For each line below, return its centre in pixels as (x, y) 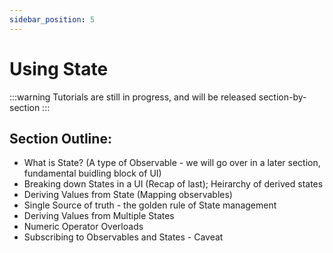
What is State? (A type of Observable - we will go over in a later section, (172, 163)
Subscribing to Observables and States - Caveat (123, 237)
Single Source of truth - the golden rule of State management (150, 205)
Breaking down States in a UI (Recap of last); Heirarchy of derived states (173, 184)
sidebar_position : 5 (52, 19)
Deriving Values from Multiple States (99, 216)
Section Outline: (60, 138)
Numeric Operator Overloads (83, 227)
